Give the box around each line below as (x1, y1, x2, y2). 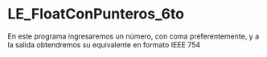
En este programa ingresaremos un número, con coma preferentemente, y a (7, 31, 260, 41)
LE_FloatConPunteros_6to (7, 5, 185, 23)
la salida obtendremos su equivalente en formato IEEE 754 (7, 39, 201, 49)
